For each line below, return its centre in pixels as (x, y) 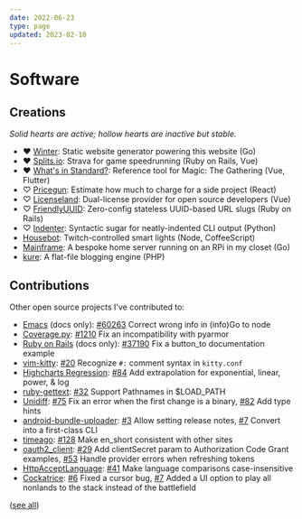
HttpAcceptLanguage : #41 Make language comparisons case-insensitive (158, 468)
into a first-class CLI (60, 431)
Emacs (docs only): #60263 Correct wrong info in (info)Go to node (146, 325)
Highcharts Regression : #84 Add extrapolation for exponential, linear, (151, 373)
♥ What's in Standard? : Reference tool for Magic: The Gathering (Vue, (154, 171)
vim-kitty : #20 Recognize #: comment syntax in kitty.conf (132, 363)
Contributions (49, 285)
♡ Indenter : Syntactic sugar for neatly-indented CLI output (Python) (149, 228)
